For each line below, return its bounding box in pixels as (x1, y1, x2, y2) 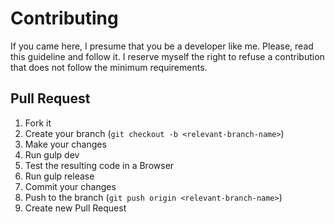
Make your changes (24, 138, 107, 150)
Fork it (24, 117, 52, 129)
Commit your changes (24, 180, 117, 192)
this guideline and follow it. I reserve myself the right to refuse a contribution (10, 50, 325, 62)
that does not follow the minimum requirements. (10, 61, 208, 73)
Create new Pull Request (24, 202, 127, 214)
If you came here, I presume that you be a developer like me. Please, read (10, 40, 314, 52)
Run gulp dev (24, 148, 80, 161)
